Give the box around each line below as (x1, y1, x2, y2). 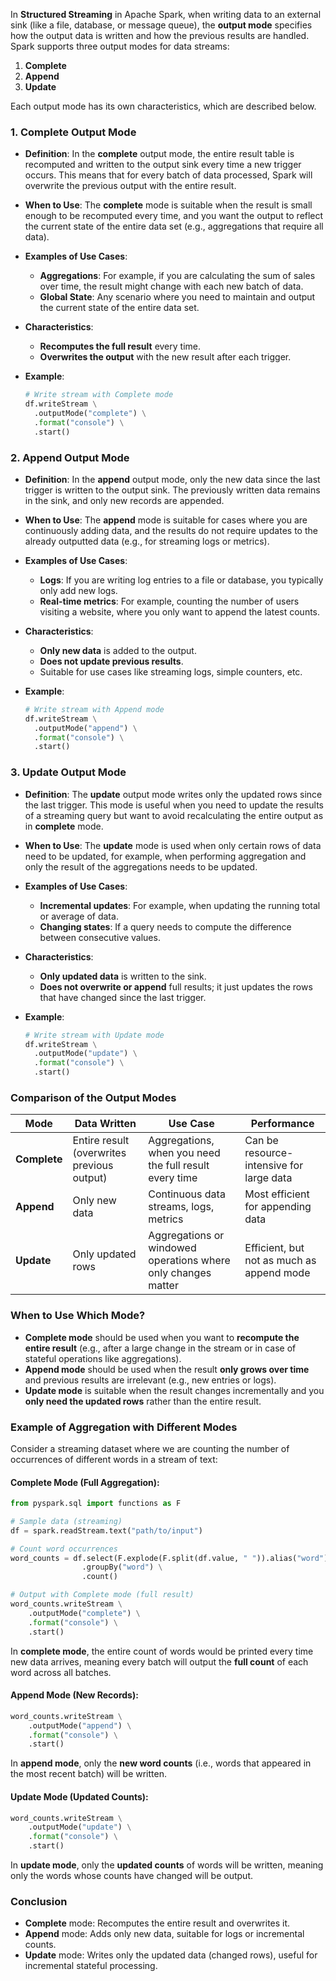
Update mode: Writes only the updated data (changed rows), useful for (24, 1949, 318, 1961)
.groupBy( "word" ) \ (81, 1562, 163, 1573)
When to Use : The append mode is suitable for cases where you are (24, 514, 308, 526)
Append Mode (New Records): (10, 1689, 139, 1701)
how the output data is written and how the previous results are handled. (10, 30, 310, 41)
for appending (244, 1200, 312, 1214)
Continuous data (148, 1187, 226, 1201)
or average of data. (39, 910, 119, 922)
